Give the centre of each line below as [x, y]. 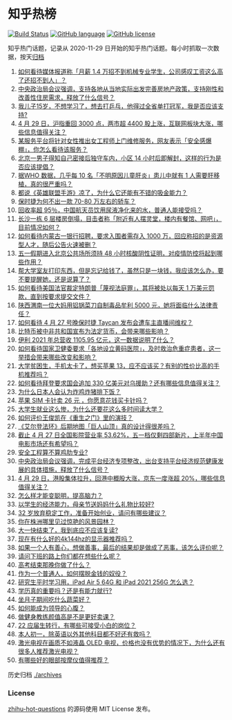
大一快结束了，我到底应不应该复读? [68, 530]
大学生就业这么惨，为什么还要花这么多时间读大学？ [90, 408]
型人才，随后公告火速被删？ [57, 244]
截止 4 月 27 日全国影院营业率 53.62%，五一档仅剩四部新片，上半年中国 [120, 435]
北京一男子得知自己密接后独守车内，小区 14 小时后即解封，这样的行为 [117, 158]
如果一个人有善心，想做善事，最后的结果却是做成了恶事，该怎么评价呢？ [120, 547]
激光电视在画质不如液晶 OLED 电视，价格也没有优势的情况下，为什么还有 [121, 642]
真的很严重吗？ [51, 183]
